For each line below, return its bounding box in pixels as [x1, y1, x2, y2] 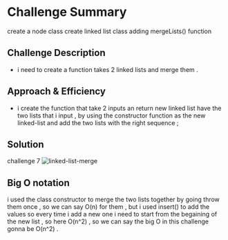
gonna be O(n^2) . [7, 225, 59, 233]
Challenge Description [7, 47, 106, 59]
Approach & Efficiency [7, 86, 106, 98]
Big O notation [7, 177, 70, 189]
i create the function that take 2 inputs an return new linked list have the [17, 104, 222, 112]
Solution [7, 138, 44, 150]
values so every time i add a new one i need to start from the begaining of [7, 210, 218, 219]
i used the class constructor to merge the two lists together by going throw [7, 195, 220, 204]
